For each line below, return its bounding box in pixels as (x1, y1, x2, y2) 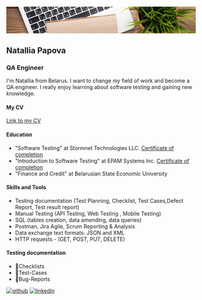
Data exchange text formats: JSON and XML (14, 229, 125, 236)
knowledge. (6, 90, 35, 97)
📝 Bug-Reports (14, 275, 50, 283)
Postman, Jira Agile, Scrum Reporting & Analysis (14, 222, 135, 230)
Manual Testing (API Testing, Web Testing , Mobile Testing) (14, 210, 161, 217)
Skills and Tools (6, 184, 46, 191)
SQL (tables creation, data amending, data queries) (14, 216, 142, 223)
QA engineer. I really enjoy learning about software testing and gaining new (6, 84, 192, 91)
